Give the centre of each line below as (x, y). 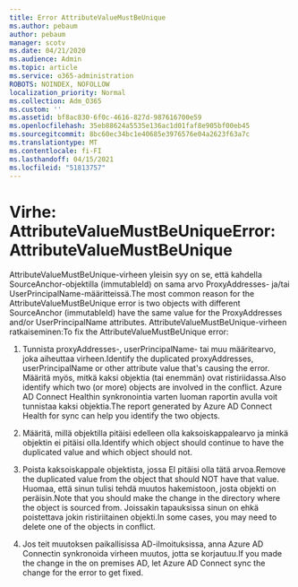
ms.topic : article (43, 68)
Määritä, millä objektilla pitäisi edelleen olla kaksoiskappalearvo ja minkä (155, 433)
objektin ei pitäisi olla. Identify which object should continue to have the (153, 443)
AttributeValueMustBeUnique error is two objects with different (125, 303)
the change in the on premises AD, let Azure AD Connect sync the (144, 563)
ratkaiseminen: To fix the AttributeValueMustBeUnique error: (119, 332)
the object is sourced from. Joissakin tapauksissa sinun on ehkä (140, 508)
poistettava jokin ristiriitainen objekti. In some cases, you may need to (149, 517)
